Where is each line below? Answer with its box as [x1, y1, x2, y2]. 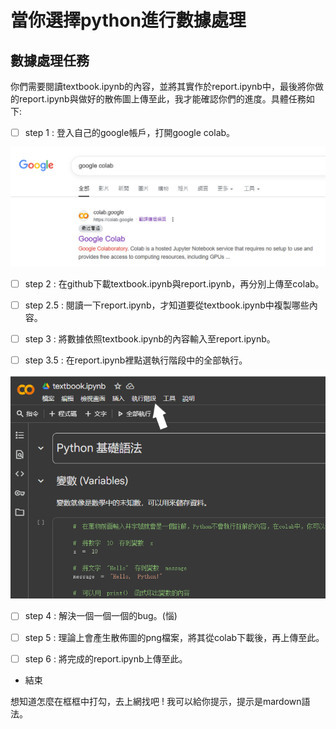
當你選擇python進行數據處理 [10, 9, 247, 32]
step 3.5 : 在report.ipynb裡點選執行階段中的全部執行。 [24, 354, 248, 366]
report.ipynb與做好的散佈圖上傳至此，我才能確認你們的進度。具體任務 [18, 93, 307, 105]
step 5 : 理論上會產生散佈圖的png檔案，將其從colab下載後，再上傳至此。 [24, 631, 325, 643]
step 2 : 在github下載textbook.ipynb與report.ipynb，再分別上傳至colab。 [24, 277, 325, 290]
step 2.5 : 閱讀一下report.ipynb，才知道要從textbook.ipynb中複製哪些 [24, 299, 310, 311]
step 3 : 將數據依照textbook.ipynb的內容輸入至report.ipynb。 [24, 332, 276, 345]
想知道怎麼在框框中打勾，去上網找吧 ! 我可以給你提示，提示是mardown [10, 695, 302, 707]
